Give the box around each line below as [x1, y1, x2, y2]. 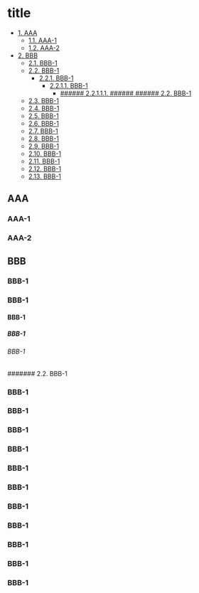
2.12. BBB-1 [28, 164, 62, 173]
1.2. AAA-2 [28, 43, 60, 52]
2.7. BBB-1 [28, 127, 58, 135]
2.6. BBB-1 [28, 119, 59, 127]
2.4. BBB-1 [28, 104, 60, 112]
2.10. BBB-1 [28, 149, 62, 158]
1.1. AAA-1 [28, 36, 57, 44]
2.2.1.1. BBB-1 [49, 81, 88, 90]
